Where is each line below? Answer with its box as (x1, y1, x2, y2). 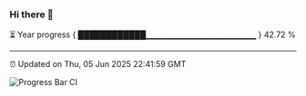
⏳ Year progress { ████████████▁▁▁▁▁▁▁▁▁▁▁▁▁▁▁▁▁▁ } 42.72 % (9, 29, 296, 40)
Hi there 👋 (9, 8, 55, 21)
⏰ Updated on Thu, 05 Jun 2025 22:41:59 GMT (9, 59, 187, 70)
